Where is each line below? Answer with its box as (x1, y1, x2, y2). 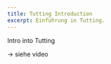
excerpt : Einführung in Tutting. (7, 17, 105, 24)
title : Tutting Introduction (7, 10, 93, 18)
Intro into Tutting (7, 36, 55, 44)
